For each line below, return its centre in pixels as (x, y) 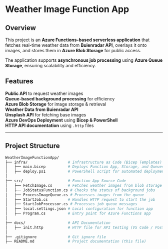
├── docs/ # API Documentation (58, 223)
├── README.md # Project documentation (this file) (76, 241)
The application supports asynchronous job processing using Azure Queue (84, 60)
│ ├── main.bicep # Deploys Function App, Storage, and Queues (85, 167)
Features (19, 81)
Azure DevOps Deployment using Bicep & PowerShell (61, 120)
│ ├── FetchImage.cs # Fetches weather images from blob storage (84, 185)
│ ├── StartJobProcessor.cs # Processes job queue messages (71, 204)
